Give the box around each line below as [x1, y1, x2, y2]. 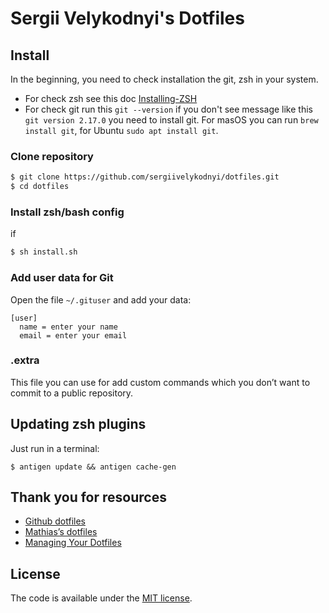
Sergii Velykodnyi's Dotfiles [10, 7, 245, 30]
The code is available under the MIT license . [10, 592, 193, 604]
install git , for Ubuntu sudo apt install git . [24, 125, 219, 136]
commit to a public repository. [10, 387, 134, 399]
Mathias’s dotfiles [24, 526, 98, 538]
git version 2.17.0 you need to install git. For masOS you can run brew [24, 114, 319, 126]
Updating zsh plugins [10, 416, 147, 433]
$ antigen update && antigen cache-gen [10, 462, 177, 472]
